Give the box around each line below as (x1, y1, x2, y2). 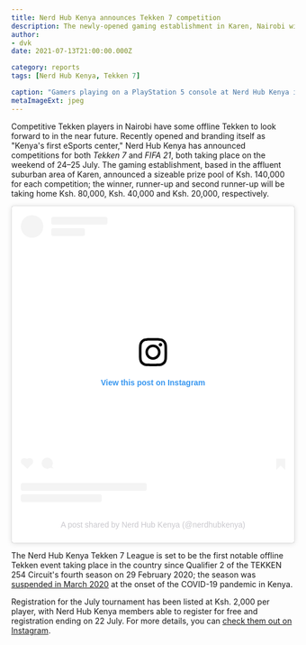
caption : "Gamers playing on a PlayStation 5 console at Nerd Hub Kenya (11, 88, 290, 97)
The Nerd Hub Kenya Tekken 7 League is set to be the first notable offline (11, 550, 283, 561)
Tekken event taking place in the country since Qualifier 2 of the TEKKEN (11, 560, 283, 571)
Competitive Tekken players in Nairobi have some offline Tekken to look (11, 121, 276, 132)
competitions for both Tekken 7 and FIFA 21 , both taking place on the (11, 150, 265, 161)
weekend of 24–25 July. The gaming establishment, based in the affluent (11, 159, 282, 170)
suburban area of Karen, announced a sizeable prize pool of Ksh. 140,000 (11, 169, 285, 180)
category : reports (11, 63, 80, 72)
